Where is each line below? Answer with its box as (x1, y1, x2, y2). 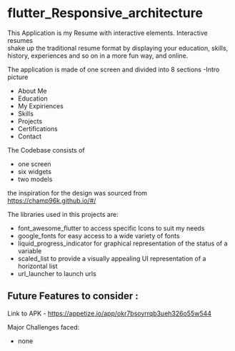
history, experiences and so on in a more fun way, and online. (7, 51, 189, 60)
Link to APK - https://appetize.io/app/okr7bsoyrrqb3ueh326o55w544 (7, 309, 212, 317)
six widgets (17, 167, 52, 175)
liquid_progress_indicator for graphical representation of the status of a (17, 239, 228, 248)
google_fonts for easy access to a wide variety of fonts (17, 231, 180, 240)
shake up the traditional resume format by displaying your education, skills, (7, 44, 229, 52)
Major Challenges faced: (7, 322, 80, 331)
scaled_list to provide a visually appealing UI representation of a (17, 254, 206, 263)
